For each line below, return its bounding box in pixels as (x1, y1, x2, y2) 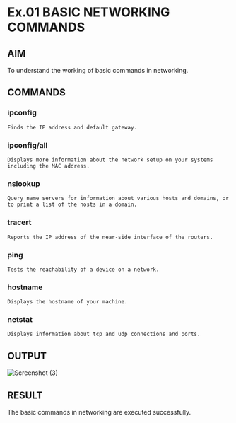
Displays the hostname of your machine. (7, 299, 129, 306)
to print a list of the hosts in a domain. (7, 201, 138, 209)
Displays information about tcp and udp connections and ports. (7, 330, 201, 338)
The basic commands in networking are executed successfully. (7, 408, 191, 417)
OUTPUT (7, 349, 47, 361)
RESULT (7, 389, 43, 401)
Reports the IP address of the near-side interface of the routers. (7, 233, 213, 241)
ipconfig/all (7, 140, 48, 150)
